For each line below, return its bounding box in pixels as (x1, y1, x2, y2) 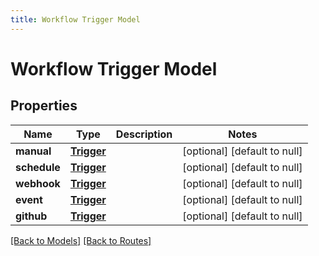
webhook (15, 176, 61, 190)
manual (15, 144, 52, 158)
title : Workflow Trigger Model (10, 14, 141, 25)
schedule (15, 160, 61, 174)
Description (115, 127, 173, 141)
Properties (10, 97, 78, 115)
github (15, 209, 48, 223)
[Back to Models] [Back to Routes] (10, 234, 152, 246)
